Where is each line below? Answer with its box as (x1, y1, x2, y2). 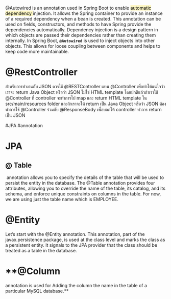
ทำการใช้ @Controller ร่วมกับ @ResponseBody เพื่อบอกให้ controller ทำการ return (5, 106, 162, 112)
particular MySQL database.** (5, 288, 69, 294)
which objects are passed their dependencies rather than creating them (5, 32, 156, 38)
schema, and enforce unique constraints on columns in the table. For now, (5, 190, 161, 197)
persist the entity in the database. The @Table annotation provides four (5, 180, 155, 186)
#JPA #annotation (5, 122, 43, 128)
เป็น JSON (5, 112, 26, 118)
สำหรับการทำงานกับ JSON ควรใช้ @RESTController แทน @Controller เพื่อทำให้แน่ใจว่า (5, 83, 165, 89)
